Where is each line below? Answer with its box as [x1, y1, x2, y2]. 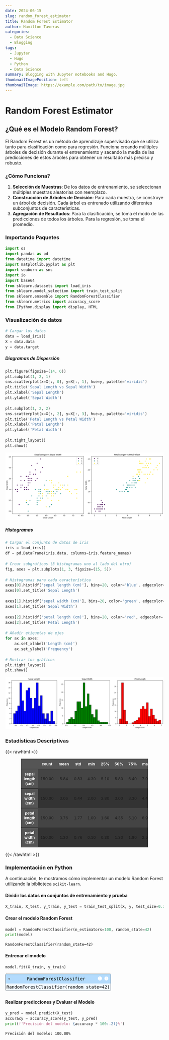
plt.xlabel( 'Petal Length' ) [5, 422, 64, 427]
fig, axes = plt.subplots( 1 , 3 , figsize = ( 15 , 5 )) [5, 566, 112, 572]
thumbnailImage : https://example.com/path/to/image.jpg [5, 83, 125, 88]
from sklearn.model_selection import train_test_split [5, 288, 123, 294]
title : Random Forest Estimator [5, 19, 73, 24]
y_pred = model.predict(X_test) [5, 1011, 73, 1016]
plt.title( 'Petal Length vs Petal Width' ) [5, 417, 96, 422]
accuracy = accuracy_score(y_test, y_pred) [5, 1016, 98, 1021]
